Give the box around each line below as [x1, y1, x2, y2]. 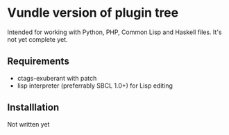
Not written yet [7, 120, 50, 128]
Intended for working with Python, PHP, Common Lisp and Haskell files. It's [7, 28, 222, 36]
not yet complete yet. [7, 35, 68, 43]
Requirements [7, 56, 69, 67]
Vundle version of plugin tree [7, 5, 179, 21]
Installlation [7, 102, 60, 113]
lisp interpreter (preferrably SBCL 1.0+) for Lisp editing [17, 81, 173, 90]
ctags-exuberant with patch [17, 74, 97, 82]
